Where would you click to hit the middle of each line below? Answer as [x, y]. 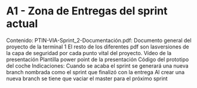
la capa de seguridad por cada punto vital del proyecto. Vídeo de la [89, 53]
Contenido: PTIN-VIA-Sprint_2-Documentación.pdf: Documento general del [99, 40]
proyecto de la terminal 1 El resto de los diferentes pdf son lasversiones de [98, 47]
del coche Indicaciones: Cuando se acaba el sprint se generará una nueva [98, 66]
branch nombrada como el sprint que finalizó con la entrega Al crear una [96, 72]
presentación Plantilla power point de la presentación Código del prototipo [98, 59]
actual [22, 24]
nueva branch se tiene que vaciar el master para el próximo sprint [87, 78]
